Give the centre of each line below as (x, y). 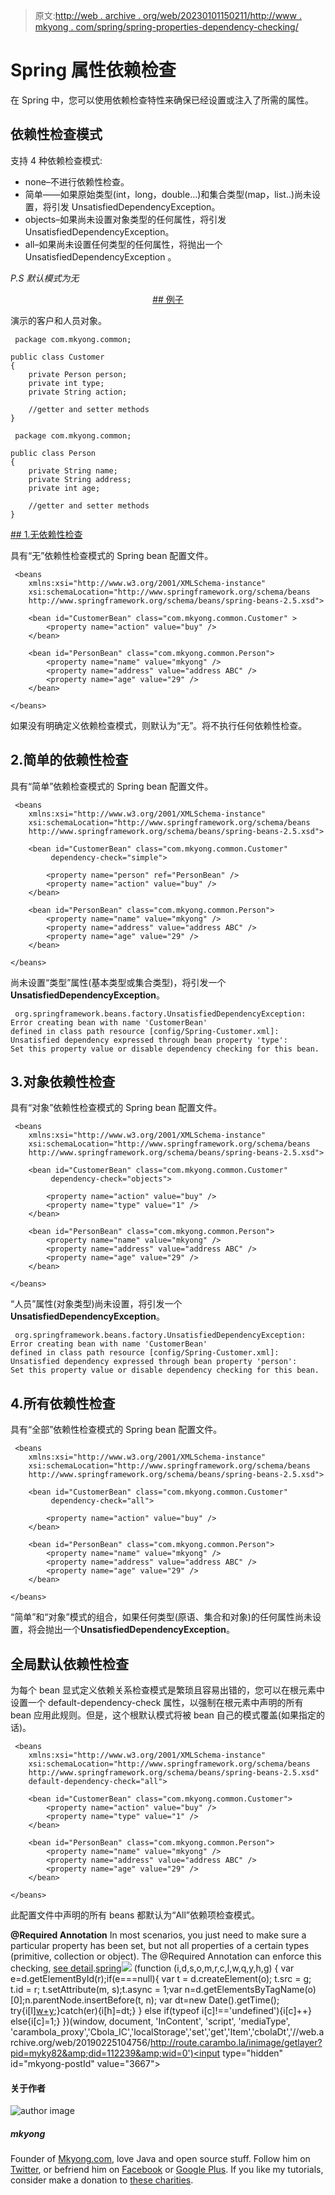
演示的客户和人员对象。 (58, 320)
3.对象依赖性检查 (63, 1081)
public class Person (53, 453)
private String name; (73, 470)
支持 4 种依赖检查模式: (56, 160)
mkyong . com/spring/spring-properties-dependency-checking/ (166, 27)
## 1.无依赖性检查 (46, 534)
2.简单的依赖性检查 (69, 760)
